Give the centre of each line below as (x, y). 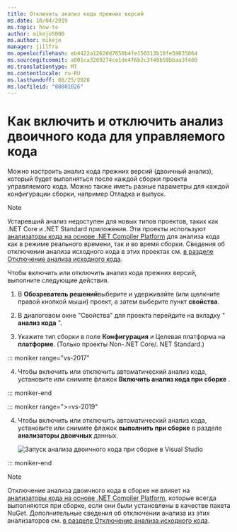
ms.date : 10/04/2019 (38, 21)
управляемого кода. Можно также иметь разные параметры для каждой (118, 187)
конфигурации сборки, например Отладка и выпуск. (87, 194)
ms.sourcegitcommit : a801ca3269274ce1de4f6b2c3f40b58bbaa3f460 (103, 60)
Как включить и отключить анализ (116, 122)
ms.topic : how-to (33, 27)
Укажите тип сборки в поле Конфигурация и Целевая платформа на (121, 337)
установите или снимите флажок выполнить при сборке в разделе (120, 428)
